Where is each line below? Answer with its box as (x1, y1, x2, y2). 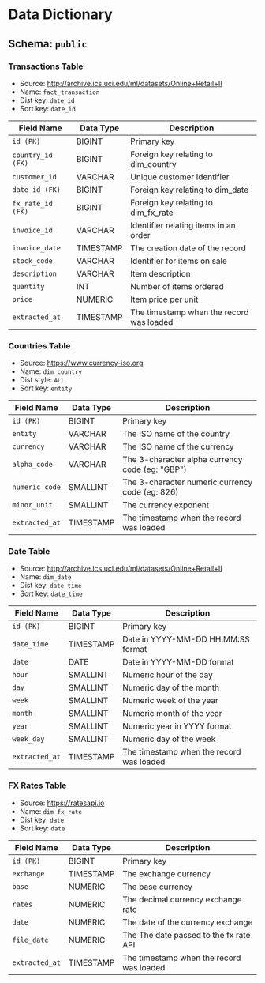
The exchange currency (121, 868, 211, 879)
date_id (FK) (12, 185, 62, 194)
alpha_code (12, 460, 53, 469)
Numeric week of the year (121, 695, 218, 706)
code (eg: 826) (121, 487, 179, 498)
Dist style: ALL (19, 375, 65, 385)
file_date (12, 935, 49, 944)
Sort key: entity (19, 383, 73, 393)
